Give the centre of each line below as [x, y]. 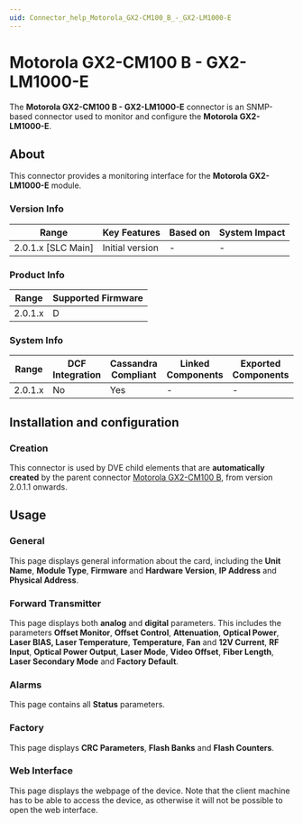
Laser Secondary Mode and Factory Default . [94, 661]
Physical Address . [44, 580]
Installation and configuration [94, 422]
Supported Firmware [98, 297]
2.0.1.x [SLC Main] [54, 248]
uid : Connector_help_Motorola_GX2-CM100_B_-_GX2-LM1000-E [120, 18]
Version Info [37, 209]
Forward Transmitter [55, 604]
